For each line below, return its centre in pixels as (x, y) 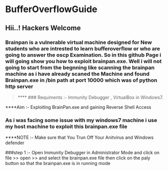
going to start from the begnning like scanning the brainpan (80, 68)
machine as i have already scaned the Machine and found (77, 74)
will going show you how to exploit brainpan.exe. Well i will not (83, 61)
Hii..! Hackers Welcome (43, 28)
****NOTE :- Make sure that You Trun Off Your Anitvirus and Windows (79, 138)
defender (15, 143)
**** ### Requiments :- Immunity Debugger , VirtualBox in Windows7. (90, 97)
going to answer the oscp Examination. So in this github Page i (83, 55)
